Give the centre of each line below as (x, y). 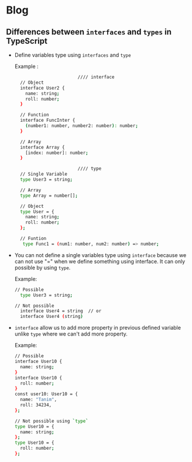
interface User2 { (42, 88)
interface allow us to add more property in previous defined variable (98, 328)
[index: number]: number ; (57, 153)
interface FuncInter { (48, 121)
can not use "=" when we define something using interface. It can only (100, 261)
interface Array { (42, 147)
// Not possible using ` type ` (52, 421)
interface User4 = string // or (61, 311)
